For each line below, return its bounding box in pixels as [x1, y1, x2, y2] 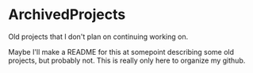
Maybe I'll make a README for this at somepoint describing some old [8, 47, 235, 56]
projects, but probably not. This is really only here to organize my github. [8, 56, 246, 65]
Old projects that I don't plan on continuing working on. [8, 32, 189, 41]
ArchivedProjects [8, 6, 126, 24]
